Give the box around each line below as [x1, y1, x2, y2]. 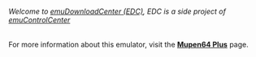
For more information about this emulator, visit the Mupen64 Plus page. [8, 40, 249, 50]
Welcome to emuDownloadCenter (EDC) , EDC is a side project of [8, 6, 226, 16]
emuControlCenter [8, 14, 71, 24]
